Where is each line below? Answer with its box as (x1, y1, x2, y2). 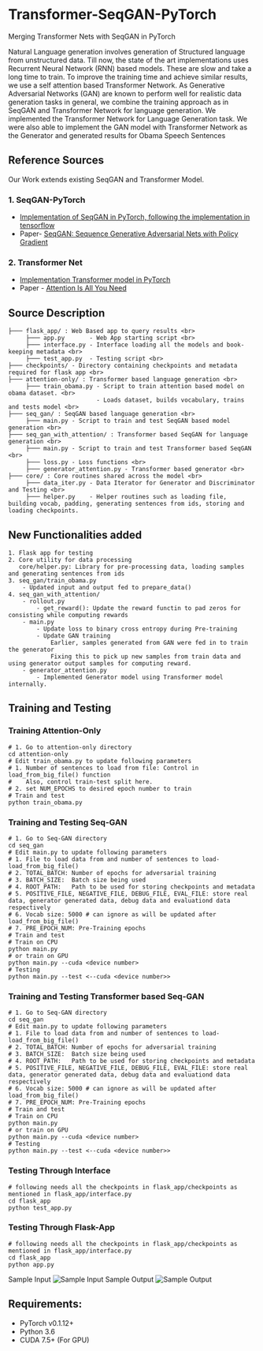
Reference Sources (8, 154, 105, 167)
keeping (8, 348, 34, 356)
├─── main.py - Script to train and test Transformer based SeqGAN (25, 444, 252, 453)
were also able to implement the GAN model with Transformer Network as (8, 122, 248, 132)
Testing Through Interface (8, 1166, 111, 1177)
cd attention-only (8, 750, 69, 758)
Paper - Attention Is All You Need (19, 283, 128, 293)
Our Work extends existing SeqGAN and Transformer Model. (8, 174, 205, 184)
